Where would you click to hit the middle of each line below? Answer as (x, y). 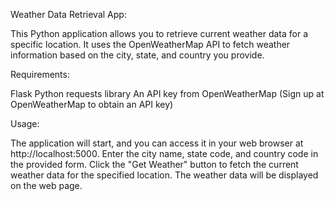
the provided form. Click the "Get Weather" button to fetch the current (154, 164)
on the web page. (46, 185)
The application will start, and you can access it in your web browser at (157, 143)
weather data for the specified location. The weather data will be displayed (164, 175)
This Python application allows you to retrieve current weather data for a (159, 33)
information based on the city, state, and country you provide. (137, 55)
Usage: (25, 123)
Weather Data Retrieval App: (68, 14)
